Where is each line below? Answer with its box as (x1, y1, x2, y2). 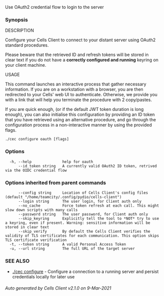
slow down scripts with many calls (5, 207, 78, 213)
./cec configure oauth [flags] (5, 137, 69, 142)
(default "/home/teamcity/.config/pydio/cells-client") (5, 194, 122, 199)
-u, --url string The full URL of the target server (9, 246, 135, 251)
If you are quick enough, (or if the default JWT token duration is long (5, 107, 144, 112)
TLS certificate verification (5, 238, 67, 242)
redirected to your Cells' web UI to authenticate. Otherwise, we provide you (5, 92, 158, 98)
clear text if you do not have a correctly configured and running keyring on (5, 57, 159, 63)
